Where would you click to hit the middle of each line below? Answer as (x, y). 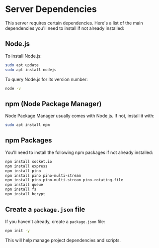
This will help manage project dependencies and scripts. (63, 240)
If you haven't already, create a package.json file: (55, 221)
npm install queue (24, 185)
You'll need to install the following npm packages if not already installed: (79, 152)
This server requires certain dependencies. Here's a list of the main (74, 23)
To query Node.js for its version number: (46, 79)
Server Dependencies (51, 9)
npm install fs (21, 189)
